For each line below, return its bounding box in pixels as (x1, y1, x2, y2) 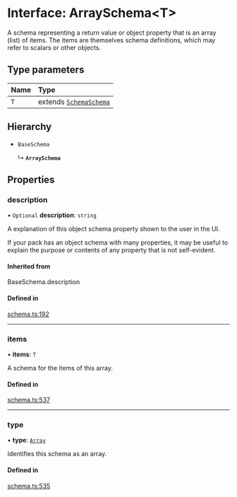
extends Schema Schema (37, 97, 111, 107)
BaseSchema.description (7, 278, 80, 286)
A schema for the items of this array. (7, 363, 114, 372)
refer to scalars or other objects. (7, 43, 101, 52)
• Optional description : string (7, 211, 97, 220)
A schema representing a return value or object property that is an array (7, 28, 217, 37)
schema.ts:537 (7, 396, 51, 404)
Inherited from (7, 262, 51, 270)
